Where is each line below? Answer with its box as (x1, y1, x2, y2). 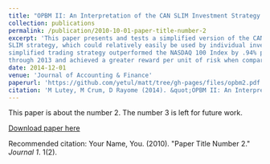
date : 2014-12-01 (8, 64, 67, 72)
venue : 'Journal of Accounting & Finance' (8, 71, 153, 79)
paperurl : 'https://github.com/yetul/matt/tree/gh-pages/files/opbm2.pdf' (8, 78, 264, 86)
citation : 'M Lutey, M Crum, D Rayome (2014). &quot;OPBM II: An (8, 86, 231, 94)
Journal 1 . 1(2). (8, 147, 58, 157)
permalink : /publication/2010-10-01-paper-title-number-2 (8, 26, 207, 34)
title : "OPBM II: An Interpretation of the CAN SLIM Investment (8, 11, 228, 20)
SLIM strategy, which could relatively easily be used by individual (8, 42, 247, 50)
